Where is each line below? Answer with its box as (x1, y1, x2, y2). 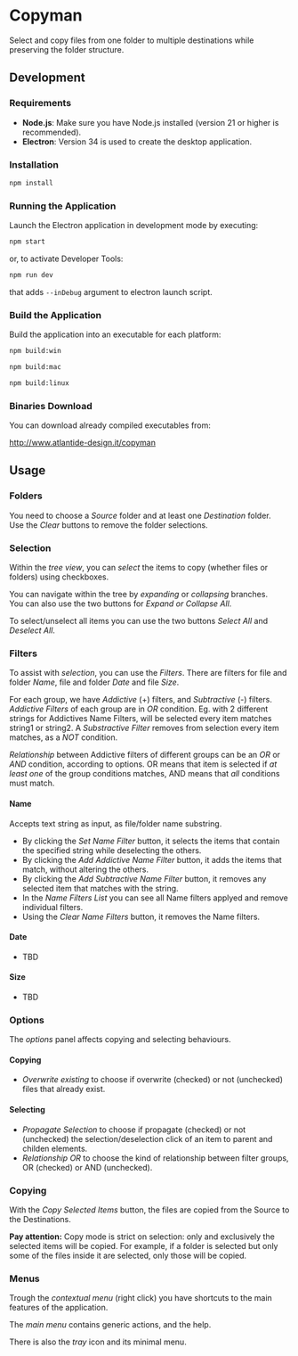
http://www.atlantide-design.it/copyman (9, 438, 156, 448)
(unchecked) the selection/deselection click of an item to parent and (21, 1133, 273, 1144)
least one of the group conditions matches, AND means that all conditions (9, 768, 280, 779)
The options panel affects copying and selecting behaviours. (9, 1034, 231, 1045)
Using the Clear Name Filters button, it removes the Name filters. (21, 911, 261, 922)
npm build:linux (9, 378, 69, 388)
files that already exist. (21, 1084, 106, 1095)
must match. (9, 777, 55, 789)
